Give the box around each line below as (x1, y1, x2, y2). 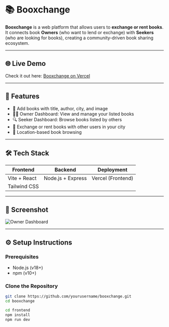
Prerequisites (5, 253, 39, 260)
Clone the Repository (5, 282, 58, 289)
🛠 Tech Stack (5, 149, 49, 157)
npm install (5, 312, 30, 317)
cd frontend (5, 307, 30, 312)
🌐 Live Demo (5, 59, 46, 68)
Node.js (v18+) (12, 265, 43, 271)
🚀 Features (5, 92, 40, 101)
